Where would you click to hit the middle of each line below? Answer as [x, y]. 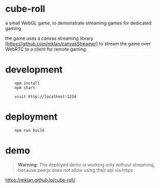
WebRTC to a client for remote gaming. [46, 49]
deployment [31, 117]
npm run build [29, 130]
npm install [27, 83]
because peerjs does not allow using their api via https [75, 170]
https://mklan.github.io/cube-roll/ [40, 180]
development [34, 70]
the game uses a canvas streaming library [49, 38]
